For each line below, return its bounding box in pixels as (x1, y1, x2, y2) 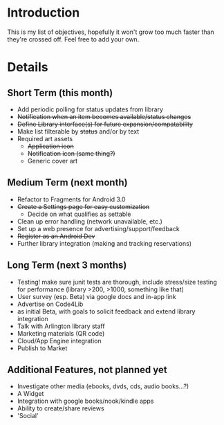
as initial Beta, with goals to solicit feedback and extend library (17, 307, 196, 316)
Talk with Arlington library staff (17, 322, 105, 330)
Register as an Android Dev (17, 232, 95, 240)
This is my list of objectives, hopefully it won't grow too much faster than (7, 28, 214, 36)
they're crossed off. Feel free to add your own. (7, 35, 140, 43)
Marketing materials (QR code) (17, 329, 105, 337)
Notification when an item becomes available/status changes (17, 112, 192, 120)
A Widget (17, 390, 44, 398)
